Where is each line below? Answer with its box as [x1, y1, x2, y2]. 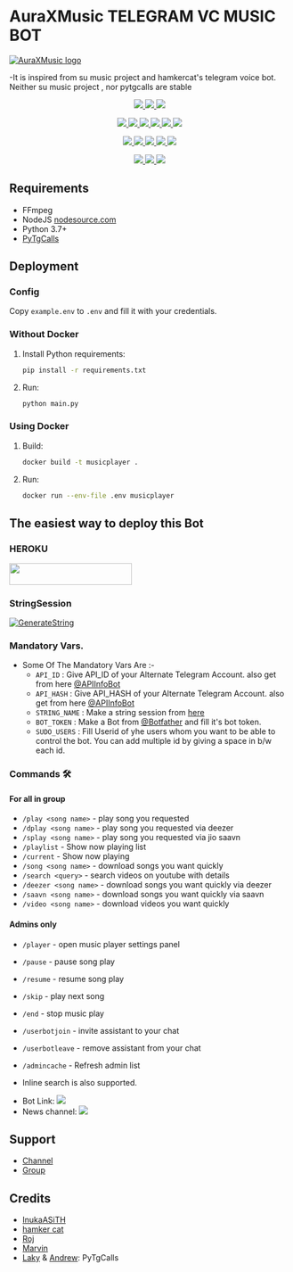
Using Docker [9, 420, 69, 433]
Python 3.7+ [21, 223, 68, 234]
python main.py [21, 399, 79, 408]
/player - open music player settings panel [21, 938, 181, 949]
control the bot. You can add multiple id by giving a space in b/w [35, 736, 272, 747]
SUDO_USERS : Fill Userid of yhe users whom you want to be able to [35, 726, 276, 737]
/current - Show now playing [21, 851, 130, 862]
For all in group [9, 793, 66, 804]
